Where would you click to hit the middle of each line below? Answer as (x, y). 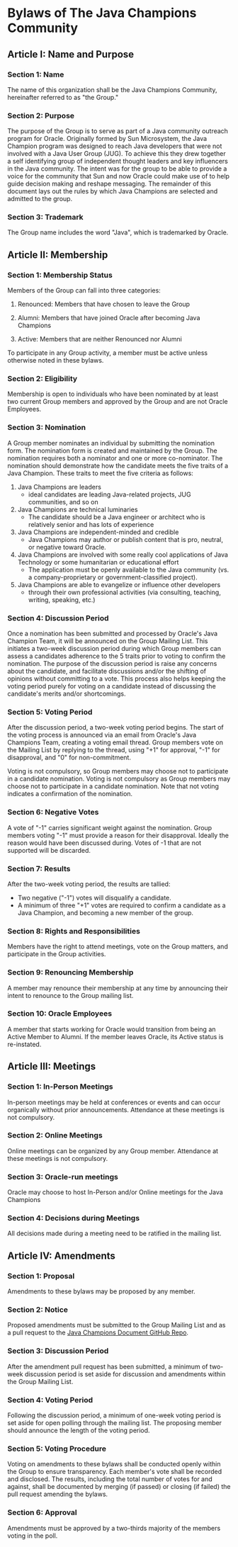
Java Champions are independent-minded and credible (98, 532)
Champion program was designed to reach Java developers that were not (115, 146)
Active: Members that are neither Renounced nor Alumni (100, 339)
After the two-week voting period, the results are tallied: (89, 884)
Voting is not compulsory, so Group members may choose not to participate (118, 771)
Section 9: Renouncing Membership (70, 973)
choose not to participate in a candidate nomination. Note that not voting (113, 786)
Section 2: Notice (38, 1310)
